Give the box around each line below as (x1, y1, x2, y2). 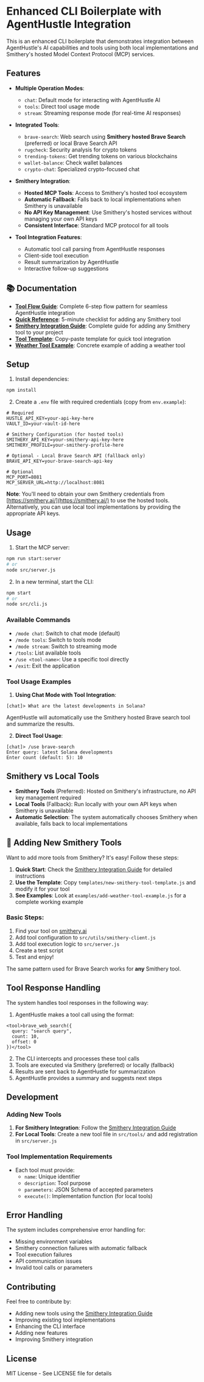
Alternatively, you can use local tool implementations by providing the (6, 503, 181, 511)
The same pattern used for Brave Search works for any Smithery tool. (6, 965, 181, 972)
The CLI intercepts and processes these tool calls (15, 1054, 140, 1062)
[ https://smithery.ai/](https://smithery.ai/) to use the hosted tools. (6, 497, 170, 504)
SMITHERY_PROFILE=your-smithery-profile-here (6, 442, 124, 449)
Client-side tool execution (24, 252, 90, 259)
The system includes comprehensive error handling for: (6, 1226, 146, 1233)
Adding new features (15, 1329, 68, 1337)
